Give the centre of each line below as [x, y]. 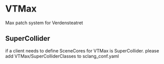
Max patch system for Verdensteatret [44, 23]
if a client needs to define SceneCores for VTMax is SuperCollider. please [82, 50]
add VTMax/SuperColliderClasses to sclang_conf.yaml [62, 56]
